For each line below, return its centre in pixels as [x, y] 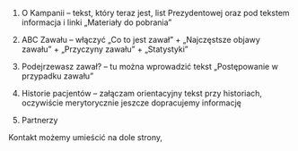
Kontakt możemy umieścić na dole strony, [86, 137]
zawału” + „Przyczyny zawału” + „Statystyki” [105, 49]
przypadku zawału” [57, 76]
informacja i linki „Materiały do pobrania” [96, 22]
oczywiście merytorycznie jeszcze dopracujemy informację [131, 103]
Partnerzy [39, 120]
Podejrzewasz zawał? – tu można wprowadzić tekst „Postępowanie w [150, 67]
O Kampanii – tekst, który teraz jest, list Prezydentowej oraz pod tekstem [155, 13]
